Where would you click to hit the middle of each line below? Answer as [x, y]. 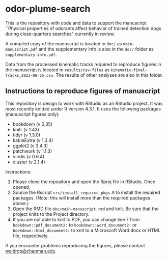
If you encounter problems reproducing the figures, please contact [75, 245]
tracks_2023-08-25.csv [29, 75]
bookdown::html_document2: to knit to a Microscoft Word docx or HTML [87, 230]
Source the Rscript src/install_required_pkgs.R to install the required [86, 192]
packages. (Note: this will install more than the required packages [81, 198]
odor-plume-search [48, 9]
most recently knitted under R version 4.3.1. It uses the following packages [83, 109]
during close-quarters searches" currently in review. [60, 34]
